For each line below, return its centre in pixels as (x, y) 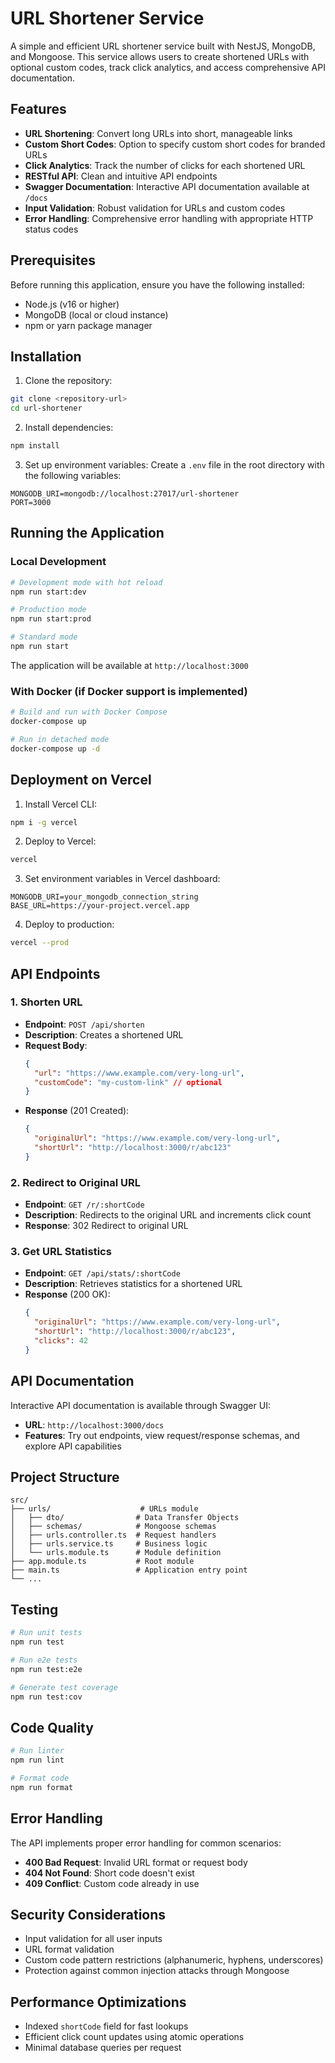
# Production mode (48, 610)
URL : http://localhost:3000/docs (94, 1424)
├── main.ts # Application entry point (129, 1570)
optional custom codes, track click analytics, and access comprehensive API (168, 67)
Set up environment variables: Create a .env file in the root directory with (174, 465)
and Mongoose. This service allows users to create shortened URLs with (160, 56)
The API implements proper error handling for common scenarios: (146, 1843)
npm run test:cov (46, 1697)
